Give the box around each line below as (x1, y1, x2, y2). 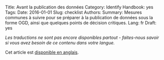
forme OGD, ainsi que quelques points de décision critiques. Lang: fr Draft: (5, 20, 157, 26)
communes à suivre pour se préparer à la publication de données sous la (5, 15, 153, 20)
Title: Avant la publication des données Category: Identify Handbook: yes (5, 4, 154, 10)
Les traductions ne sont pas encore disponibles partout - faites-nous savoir (5, 34, 159, 40)
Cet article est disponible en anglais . (5, 49, 79, 55)
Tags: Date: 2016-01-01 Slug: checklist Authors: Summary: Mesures (5, 9, 142, 15)
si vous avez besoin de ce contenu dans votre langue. (5, 40, 115, 46)
